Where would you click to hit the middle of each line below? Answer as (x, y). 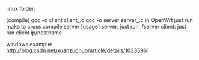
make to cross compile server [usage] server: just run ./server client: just (96, 26)
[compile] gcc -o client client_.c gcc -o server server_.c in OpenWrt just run (100, 20)
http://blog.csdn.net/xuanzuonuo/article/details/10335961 (78, 50)
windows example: (29, 44)
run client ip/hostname (34, 33)
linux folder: (21, 9)
